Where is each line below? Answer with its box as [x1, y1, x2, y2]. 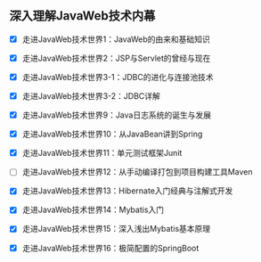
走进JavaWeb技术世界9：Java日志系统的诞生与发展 [21, 110, 212, 120]
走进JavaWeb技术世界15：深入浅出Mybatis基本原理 [21, 224, 211, 234]
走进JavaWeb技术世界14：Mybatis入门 [21, 204, 165, 216]
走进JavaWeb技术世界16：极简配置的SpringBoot [21, 242, 200, 253]
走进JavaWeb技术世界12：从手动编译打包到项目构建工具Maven [21, 167, 253, 177]
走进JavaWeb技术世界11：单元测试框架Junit [21, 148, 183, 159]
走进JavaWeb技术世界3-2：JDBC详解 [21, 91, 160, 101]
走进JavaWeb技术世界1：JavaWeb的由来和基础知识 [21, 34, 211, 45]
